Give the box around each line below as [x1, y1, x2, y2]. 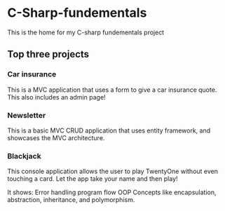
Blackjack [7, 151, 41, 161]
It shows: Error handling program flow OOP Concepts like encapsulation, [7, 188, 217, 197]
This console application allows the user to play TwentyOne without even [7, 167, 219, 176]
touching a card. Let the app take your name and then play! [7, 175, 178, 183]
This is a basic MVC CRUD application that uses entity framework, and [7, 126, 211, 135]
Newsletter [7, 110, 46, 120]
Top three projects [7, 48, 90, 60]
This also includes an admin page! [7, 93, 107, 101]
